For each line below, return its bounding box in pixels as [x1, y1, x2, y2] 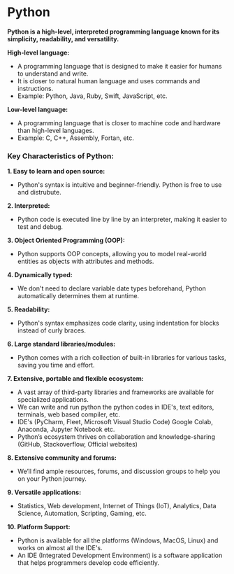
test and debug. [17, 223, 64, 231]
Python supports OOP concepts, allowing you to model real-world [17, 250, 207, 258]
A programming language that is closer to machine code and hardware [17, 118, 221, 127]
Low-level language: [7, 105, 68, 113]
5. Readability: [7, 305, 50, 314]
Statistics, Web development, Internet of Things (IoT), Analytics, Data [17, 502, 217, 510]
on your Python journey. [17, 475, 87, 483]
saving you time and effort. [17, 361, 96, 370]
